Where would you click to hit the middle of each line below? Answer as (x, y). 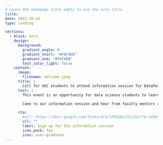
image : (24, 72)
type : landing (19, 23)
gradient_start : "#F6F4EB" (50, 54)
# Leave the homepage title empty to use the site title (64, 9)
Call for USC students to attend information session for (82, 86)
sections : (15, 32)
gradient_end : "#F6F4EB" (48, 59)
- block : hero (24, 36)
